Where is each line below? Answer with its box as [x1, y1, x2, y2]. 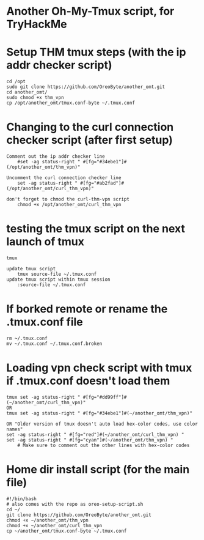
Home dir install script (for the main [6, 463, 190, 476]
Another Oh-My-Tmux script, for [6, 4, 175, 18]
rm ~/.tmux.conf [6, 335, 48, 341]
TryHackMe [6, 17, 67, 31]
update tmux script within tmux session [6, 276, 111, 283]
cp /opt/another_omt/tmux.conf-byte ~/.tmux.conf [6, 100, 136, 106]
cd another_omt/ [6, 89, 48, 95]
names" [6, 426, 23, 432]
